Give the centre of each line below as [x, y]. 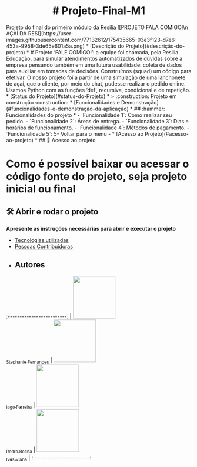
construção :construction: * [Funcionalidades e [63, 102]
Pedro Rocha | [21, 451]
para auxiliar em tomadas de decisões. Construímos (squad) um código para [99, 71]
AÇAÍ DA [16, 33]
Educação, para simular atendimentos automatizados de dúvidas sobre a [94, 58]
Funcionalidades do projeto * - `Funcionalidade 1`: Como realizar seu [89, 115]
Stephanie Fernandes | [29, 360]
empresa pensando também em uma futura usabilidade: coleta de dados [94, 65]
